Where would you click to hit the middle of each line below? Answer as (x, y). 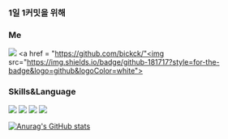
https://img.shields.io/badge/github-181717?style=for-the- (124, 62)
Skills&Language (42, 92)
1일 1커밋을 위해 (37, 12)
